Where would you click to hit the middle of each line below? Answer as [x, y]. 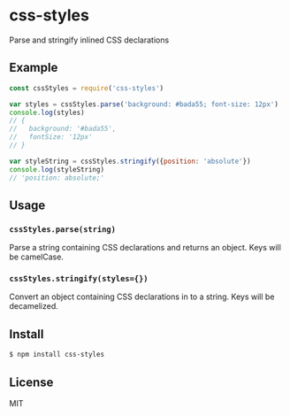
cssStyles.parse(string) [63, 229]
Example [34, 68]
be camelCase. [37, 257]
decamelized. [34, 306]
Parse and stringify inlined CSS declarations [89, 40]
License [31, 382]
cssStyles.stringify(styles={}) [79, 279]
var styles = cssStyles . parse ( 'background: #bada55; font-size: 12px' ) [144, 104]
